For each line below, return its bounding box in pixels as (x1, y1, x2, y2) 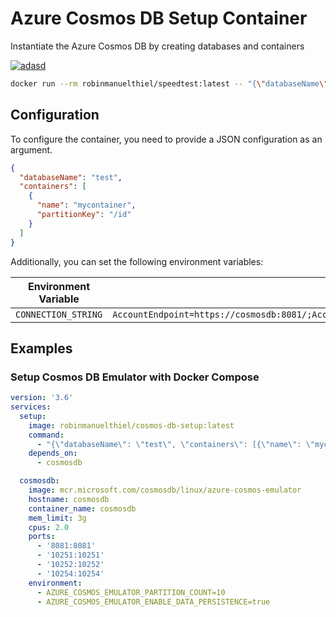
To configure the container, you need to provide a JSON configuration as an (10, 133, 323, 145)
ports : (28, 532, 56, 542)
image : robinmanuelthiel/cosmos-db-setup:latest (28, 420, 235, 431)
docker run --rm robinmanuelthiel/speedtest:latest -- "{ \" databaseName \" (10, 78, 329, 89)
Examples (10, 340, 73, 357)
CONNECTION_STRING (15, 308, 103, 320)
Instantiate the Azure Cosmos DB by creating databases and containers (10, 40, 305, 52)
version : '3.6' (10, 393, 74, 403)
